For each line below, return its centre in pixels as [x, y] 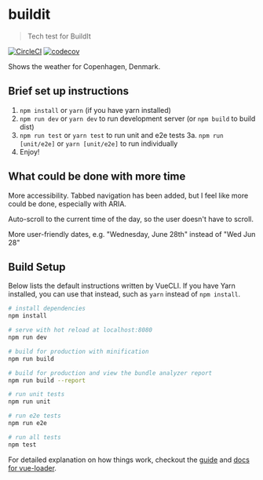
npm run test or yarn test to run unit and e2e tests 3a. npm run [121, 135]
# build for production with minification [79, 351]
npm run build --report [47, 380]
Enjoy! [29, 151]
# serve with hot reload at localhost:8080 [80, 330]
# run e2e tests [35, 416]
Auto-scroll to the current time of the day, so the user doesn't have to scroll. [131, 219]
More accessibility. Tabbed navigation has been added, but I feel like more [128, 195]
